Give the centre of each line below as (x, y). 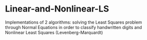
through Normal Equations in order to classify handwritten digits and (73, 27)
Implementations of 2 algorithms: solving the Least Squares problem (73, 22)
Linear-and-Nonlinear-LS (57, 9)
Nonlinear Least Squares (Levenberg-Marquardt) (54, 32)
